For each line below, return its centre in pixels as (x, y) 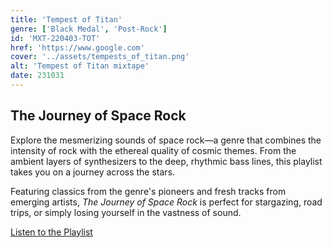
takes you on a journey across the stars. (93, 172)
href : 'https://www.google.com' (77, 47)
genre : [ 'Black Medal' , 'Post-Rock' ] (89, 29)
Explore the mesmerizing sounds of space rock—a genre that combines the (166, 140)
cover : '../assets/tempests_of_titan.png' (100, 57)
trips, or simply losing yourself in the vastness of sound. (126, 212)
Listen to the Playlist (51, 232)
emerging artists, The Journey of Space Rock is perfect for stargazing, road (166, 202)
